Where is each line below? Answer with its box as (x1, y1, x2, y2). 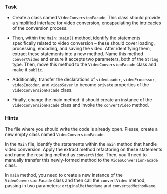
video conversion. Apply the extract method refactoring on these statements (5, 146, 163, 152)
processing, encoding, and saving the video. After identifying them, (12, 46, 151, 52)
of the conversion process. (12, 25, 68, 31)
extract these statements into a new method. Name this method (12, 51, 143, 57)
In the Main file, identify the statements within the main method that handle (5, 141, 157, 147)
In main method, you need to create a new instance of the (5, 172, 123, 178)
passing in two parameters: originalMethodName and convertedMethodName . (5, 182, 157, 188)
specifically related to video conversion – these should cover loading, (12, 40, 155, 46)
